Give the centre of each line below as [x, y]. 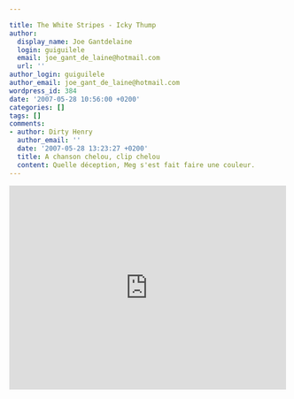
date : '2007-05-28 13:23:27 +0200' [83, 149]
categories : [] [37, 107]
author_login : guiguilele [57, 75]
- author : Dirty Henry [51, 132]
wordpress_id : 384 [43, 91]
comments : [27, 124]
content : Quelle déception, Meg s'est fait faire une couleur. [136, 165]
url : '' [31, 66]
